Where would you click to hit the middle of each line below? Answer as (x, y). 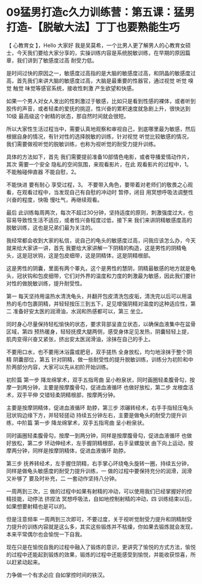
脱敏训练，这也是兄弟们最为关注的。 (51, 227)
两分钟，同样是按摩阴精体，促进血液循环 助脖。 (70, 450)
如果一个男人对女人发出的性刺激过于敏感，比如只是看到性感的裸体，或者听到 (101, 101)
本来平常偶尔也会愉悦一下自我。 (46, 534)
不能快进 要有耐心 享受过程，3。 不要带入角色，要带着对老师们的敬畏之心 (97, 184)
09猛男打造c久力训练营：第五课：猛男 (101, 12)
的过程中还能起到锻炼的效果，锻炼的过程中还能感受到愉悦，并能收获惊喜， (98, 554)
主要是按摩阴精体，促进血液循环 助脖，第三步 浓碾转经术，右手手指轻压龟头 (100, 407)
